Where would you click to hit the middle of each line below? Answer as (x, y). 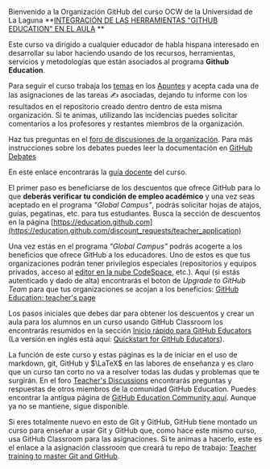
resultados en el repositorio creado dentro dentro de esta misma (115, 107)
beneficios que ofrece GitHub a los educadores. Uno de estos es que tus (129, 255)
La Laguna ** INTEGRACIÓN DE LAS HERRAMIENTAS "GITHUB (113, 20)
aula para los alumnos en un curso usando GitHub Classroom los (116, 322)
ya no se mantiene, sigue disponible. (69, 406)
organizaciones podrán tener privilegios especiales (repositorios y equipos (133, 263)
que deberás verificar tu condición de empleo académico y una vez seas (132, 196)
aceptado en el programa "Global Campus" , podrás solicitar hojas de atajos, (135, 205)
